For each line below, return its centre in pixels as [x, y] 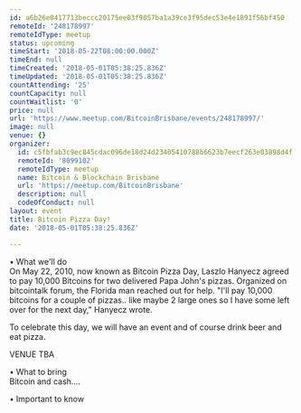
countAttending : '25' [50, 85]
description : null [52, 194]
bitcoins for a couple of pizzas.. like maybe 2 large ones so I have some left [150, 300]
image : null [32, 127]
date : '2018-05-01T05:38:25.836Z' [75, 228]
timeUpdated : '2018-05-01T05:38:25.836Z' [89, 77]
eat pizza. [28, 336]
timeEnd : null [36, 60]
